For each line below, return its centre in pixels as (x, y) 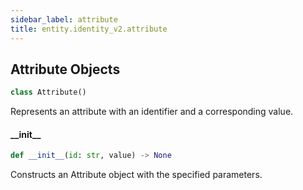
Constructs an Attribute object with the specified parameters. (136, 175)
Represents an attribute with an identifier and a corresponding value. (152, 112)
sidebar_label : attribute (64, 19)
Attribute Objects (65, 69)
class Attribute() (48, 92)
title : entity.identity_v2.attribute (89, 29)
